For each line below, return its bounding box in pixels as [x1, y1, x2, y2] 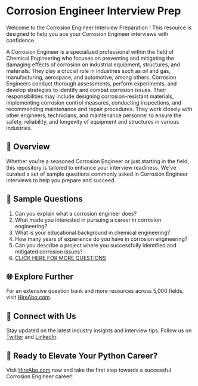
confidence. [6, 36, 36, 44]
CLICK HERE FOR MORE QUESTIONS [14, 254, 106, 261]
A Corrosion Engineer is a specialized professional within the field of [6, 48, 174, 55]
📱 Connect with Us [6, 311, 76, 321]
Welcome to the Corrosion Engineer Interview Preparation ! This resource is [6, 24, 192, 31]
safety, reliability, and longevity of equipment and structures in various [6, 118, 180, 125]
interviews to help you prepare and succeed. [6, 176, 116, 183]
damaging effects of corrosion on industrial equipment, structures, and [6, 61, 180, 68]
